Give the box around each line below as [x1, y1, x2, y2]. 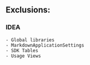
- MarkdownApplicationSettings [5, 42, 85, 48]
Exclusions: [5, 5, 51, 15]
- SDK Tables [5, 47, 39, 53]
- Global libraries [5, 36, 55, 43]
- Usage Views [5, 53, 42, 59]
